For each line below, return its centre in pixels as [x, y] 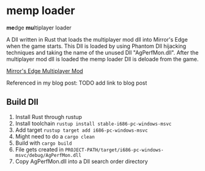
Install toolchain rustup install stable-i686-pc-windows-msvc [93, 123]
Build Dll [22, 102]
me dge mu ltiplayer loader [39, 28]
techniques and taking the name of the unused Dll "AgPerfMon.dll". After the [102, 52]
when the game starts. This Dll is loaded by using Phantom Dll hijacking [96, 46]
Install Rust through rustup [49, 116]
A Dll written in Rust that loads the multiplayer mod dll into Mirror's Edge [97, 39]
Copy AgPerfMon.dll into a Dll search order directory [81, 161]
